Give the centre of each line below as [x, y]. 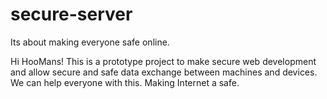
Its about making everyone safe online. [90, 42]
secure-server [71, 14]
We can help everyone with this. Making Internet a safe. [125, 82]
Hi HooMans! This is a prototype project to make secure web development [163, 61]
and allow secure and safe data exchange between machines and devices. [164, 72]
